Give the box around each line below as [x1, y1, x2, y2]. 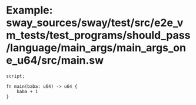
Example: [6, 4, 53, 17]
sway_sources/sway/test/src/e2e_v [6, 16, 184, 29]
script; [6, 73, 25, 79]
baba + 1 [16, 88, 38, 94]
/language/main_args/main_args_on [6, 41, 187, 55]
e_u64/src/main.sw [6, 54, 104, 67]
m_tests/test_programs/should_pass [6, 29, 191, 42]
